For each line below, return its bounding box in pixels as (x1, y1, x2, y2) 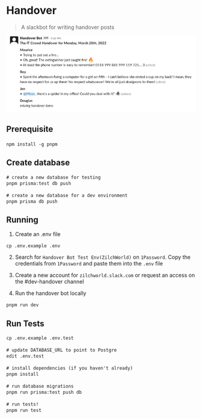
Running (6, 214, 39, 225)
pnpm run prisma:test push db (6, 390, 82, 396)
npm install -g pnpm (6, 141, 58, 147)
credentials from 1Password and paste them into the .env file (14, 260, 164, 267)
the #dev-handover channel (14, 278, 84, 285)
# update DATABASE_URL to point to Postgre (6, 347, 117, 353)
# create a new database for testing (6, 174, 101, 181)
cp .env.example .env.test (6, 335, 74, 341)
